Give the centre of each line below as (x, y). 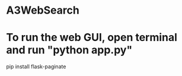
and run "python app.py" (69, 50)
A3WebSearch (43, 10)
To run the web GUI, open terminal (92, 38)
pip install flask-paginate (36, 66)
